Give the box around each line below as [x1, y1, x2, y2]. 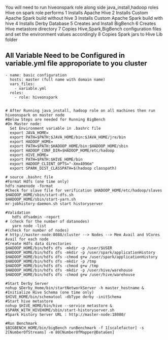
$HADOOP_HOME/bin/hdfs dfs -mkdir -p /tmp [5, 258, 96, 264]
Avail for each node [5, 237, 49, 242]
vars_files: [10, 81, 36, 87]
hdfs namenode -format [5, 183, 53, 188]
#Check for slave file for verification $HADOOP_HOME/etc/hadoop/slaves [5, 187, 162, 193]
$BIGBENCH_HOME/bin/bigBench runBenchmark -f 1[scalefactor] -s [5, 325, 144, 330]
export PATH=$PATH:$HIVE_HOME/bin [10, 157, 83, 162]
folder [5, 36, 18, 43]
